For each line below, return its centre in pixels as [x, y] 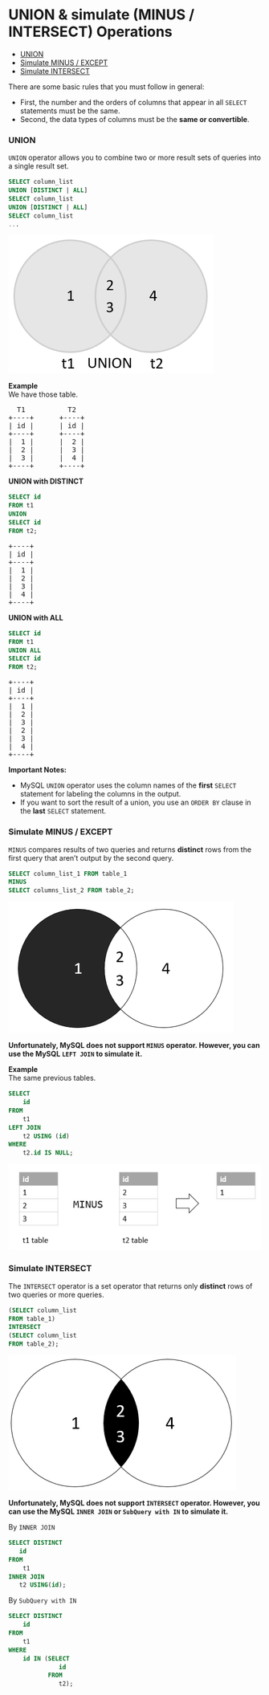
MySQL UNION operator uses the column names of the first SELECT [128, 785]
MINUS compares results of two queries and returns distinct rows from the [130, 850]
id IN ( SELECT [46, 1658]
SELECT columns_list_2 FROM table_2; [71, 890]
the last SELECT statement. [63, 811]
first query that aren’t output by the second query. [91, 858]
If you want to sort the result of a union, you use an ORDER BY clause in [135, 803]
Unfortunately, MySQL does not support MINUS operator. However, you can [134, 1045]
